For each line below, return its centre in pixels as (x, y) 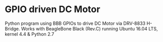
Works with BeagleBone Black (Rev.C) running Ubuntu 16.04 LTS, (89, 28)
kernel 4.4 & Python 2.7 (30, 34)
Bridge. (13, 28)
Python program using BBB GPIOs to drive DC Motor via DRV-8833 (75, 23)
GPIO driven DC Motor (53, 9)
